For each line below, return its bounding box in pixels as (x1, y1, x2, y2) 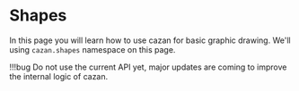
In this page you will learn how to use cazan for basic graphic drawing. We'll (9, 35, 291, 45)
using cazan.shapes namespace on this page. (9, 44, 176, 54)
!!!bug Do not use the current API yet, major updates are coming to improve (9, 62, 287, 72)
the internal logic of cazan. (9, 70, 109, 81)
